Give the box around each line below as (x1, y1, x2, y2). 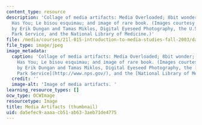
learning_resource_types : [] (6, 87, 79, 93)
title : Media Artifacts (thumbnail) (6, 103, 98, 110)
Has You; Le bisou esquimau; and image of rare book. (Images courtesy (11, 20, 195, 26)
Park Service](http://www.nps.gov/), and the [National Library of (17, 70, 189, 76)
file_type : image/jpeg (6, 43, 63, 49)
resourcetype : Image (6, 98, 58, 104)
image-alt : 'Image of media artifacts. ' (11, 82, 117, 88)
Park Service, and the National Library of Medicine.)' (11, 31, 155, 37)
